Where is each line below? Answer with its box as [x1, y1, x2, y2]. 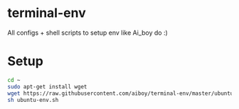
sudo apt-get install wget [7, 83, 87, 90]
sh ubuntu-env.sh [7, 96, 59, 103]
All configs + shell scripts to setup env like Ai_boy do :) [7, 28, 169, 37]
